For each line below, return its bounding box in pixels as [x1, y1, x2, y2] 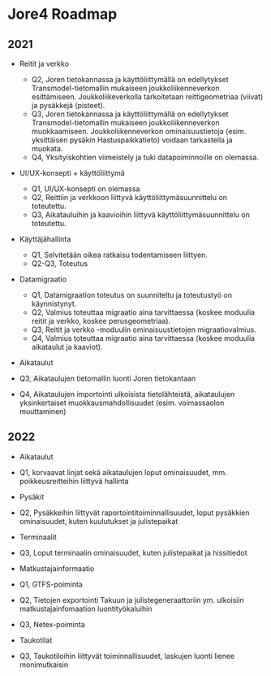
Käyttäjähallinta [19, 234, 71, 244]
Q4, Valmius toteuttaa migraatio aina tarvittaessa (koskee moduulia [31, 334, 256, 342]
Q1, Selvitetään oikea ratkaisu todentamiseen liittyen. [31, 250, 209, 259]
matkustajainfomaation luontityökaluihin [19, 604, 153, 613]
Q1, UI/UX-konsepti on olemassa [31, 184, 140, 194]
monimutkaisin [19, 660, 69, 669]
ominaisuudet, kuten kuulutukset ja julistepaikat [19, 516, 179, 526]
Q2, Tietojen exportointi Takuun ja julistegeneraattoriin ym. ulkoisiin [19, 595, 244, 604]
